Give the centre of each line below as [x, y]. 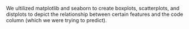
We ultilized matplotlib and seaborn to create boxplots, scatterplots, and [93, 8]
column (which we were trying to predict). [56, 20]
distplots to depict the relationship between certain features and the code [94, 14]
